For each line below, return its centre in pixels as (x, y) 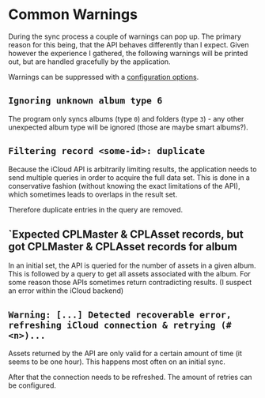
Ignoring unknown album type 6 (85, 101)
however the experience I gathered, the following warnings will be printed (128, 53)
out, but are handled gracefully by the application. (90, 62)
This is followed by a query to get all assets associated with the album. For (129, 274)
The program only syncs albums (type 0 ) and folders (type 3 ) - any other (126, 118)
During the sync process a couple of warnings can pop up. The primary (125, 36)
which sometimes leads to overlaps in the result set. (93, 194)
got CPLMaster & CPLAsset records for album (123, 246)
